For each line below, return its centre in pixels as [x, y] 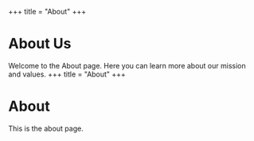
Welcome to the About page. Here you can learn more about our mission [127, 65]
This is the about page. [46, 128]
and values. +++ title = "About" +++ [67, 74]
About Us [40, 44]
